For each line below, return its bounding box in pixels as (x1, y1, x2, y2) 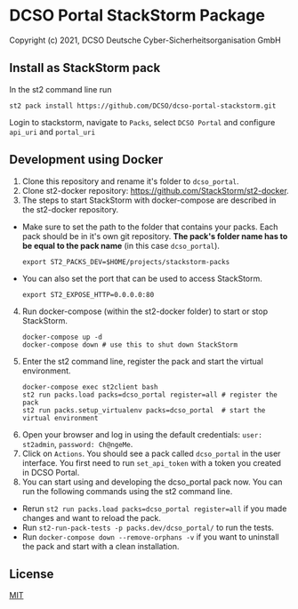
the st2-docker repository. (21, 204, 118, 214)
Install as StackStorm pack (9, 60, 161, 76)
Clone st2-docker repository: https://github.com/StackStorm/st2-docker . (21, 185, 289, 196)
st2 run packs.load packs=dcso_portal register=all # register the (21, 390, 278, 399)
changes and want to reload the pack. (21, 512, 162, 523)
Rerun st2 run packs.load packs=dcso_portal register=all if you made (21, 503, 287, 514)
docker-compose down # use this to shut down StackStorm (21, 340, 238, 349)
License (9, 566, 54, 581)
